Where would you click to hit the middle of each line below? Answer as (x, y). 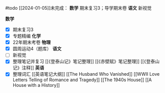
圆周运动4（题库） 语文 (37, 49)
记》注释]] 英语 (28, 68)
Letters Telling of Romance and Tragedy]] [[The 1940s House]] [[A (82, 80)
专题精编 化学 (27, 36)
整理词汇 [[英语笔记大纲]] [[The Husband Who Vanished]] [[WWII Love (86, 74)
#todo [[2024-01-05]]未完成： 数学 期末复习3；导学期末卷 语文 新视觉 (78, 8)
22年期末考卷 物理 (31, 42)
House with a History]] (36, 85)
